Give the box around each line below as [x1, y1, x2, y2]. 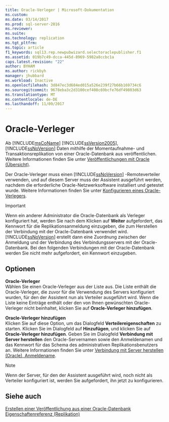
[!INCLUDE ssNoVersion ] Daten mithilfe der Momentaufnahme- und [5, 145, 145, 152]
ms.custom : [5, 12, 28, 17]
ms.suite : [5, 31, 26, 36]
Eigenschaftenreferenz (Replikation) [5, 411, 80, 417]
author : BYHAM [5, 64, 35, 69]
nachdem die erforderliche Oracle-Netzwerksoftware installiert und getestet [5, 182, 164, 188]
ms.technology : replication [5, 36, 65, 41]
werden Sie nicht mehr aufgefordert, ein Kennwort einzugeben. [5, 250, 137, 256]
